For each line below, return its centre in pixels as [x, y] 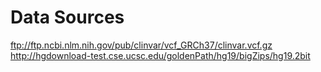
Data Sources [67, 17]
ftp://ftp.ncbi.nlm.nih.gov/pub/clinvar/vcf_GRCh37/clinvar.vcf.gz [141, 45]
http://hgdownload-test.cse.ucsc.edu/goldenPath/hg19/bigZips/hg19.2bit [160, 55]
